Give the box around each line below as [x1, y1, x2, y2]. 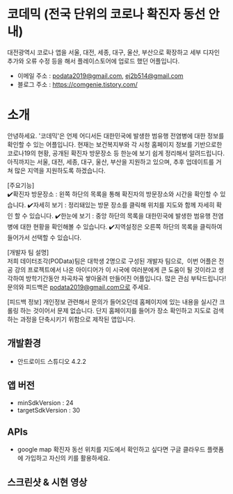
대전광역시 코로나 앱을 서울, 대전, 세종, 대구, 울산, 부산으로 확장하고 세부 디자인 [7, 48, 220, 56]
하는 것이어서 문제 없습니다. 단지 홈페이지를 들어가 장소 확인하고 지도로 [19, 306, 211, 314]
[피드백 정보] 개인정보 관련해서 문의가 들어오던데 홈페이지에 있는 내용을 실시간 [7, 297, 218, 306]
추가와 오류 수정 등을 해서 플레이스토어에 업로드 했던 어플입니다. [7, 56, 180, 65]
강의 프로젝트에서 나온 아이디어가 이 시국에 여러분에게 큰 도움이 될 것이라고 [14, 265, 217, 273]
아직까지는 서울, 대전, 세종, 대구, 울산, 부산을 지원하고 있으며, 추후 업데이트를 [7, 157, 214, 166]
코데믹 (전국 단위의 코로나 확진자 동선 [7, 6, 206, 22]
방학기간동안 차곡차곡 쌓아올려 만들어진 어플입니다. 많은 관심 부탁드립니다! [25, 274, 227, 282]
